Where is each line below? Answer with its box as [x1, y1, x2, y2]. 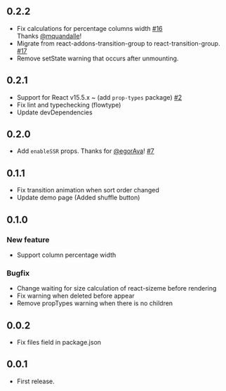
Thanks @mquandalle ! [16, 32, 82, 40]
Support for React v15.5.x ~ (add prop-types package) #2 [16, 93, 182, 101]
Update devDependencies [16, 108, 93, 117]
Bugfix [6, 268, 29, 278]
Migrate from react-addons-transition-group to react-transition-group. [16, 39, 220, 48]
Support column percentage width [16, 251, 117, 259]
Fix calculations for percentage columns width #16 [16, 24, 163, 32]
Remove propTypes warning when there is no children [16, 299, 173, 307]
